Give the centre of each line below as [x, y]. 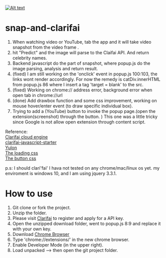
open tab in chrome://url [37, 95]
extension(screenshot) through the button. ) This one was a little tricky [85, 116]
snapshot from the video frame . [45, 47]
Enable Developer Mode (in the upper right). [58, 245]
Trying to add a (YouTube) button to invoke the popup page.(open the [84, 111]
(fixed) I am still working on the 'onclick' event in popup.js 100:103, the [85, 74]
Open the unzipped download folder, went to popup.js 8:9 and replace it [86, 223]
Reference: [16, 132]
